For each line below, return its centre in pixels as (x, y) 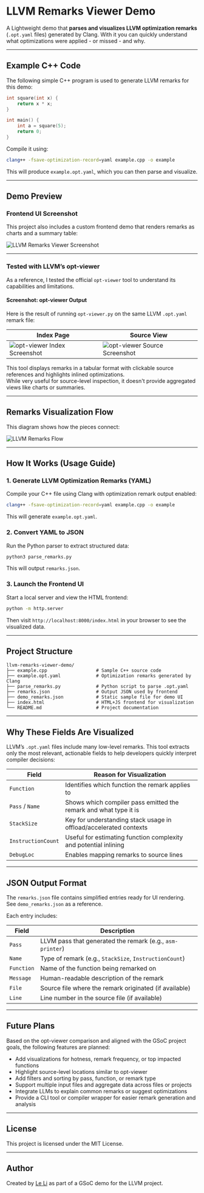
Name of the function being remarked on (98, 969)
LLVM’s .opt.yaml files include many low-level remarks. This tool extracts (98, 747)
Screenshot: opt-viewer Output (46, 300)
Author (20, 1168)
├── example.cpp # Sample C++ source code (84, 671)
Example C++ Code (43, 66)
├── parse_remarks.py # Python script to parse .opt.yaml (97, 687)
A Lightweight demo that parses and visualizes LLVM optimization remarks (102, 28)
